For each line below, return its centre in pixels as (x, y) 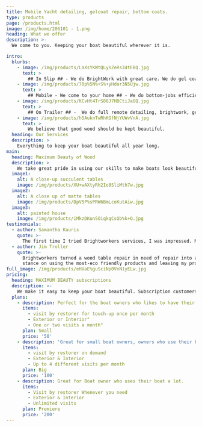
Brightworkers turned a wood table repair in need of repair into (107, 258)
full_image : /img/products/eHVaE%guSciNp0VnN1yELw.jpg (76, 269)
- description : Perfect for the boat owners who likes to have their (106, 303)
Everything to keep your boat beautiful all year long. (89, 146)
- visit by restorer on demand (67, 353)
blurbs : (21, 62)
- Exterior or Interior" (59, 320)
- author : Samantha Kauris (45, 230)
